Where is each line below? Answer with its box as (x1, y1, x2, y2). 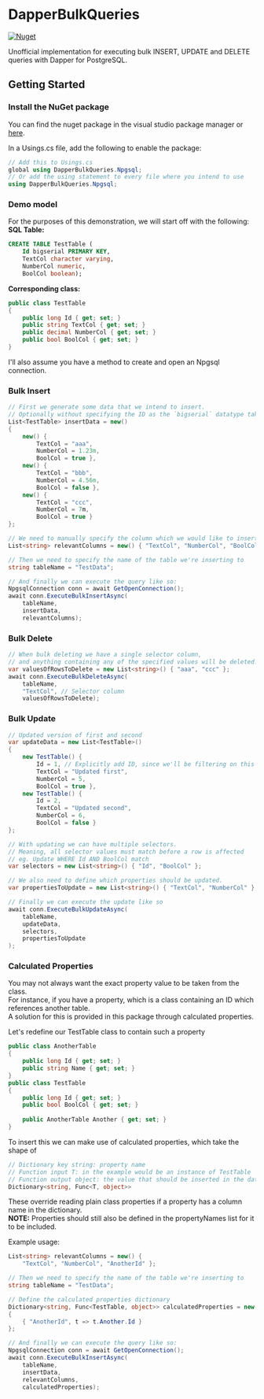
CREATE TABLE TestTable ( (8, 240, 93, 249)
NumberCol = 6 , (36, 812, 86, 820)
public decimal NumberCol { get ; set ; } (22, 328, 156, 336)
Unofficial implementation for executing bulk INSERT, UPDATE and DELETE (8, 46, 251, 56)
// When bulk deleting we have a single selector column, (8, 651, 202, 659)
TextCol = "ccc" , (36, 498, 93, 506)
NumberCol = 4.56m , (36, 476, 101, 484)
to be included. (8, 1222, 57, 1231)
